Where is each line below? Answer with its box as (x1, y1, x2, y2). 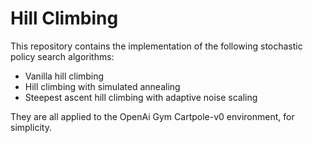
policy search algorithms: (10, 50, 115, 62)
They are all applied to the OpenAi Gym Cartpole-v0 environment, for (10, 110, 295, 122)
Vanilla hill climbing (24, 70, 105, 82)
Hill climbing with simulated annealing (24, 80, 181, 92)
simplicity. (10, 121, 52, 133)
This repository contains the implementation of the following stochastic (10, 40, 303, 52)
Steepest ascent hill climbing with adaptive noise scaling (24, 91, 258, 103)
